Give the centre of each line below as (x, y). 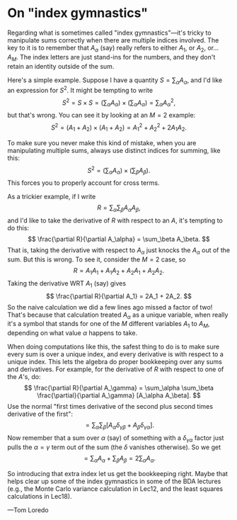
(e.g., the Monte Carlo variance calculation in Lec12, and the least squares (115, 488)
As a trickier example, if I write (52, 197)
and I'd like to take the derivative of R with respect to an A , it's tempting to (115, 220)
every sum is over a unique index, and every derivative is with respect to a (116, 354)
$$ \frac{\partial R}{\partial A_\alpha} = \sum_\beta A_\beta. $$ (119, 239)
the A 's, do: (24, 377)
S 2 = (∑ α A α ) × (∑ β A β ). (119, 170)
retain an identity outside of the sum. (61, 66)
